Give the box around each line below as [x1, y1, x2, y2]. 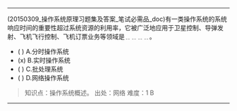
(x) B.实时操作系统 [17, 56, 71, 64]
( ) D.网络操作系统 [17, 74, 69, 81]
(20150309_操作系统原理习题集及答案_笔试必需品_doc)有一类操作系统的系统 [7, 15, 228, 23]
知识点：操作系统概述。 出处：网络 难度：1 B [24, 89, 154, 97]
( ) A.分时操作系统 [17, 47, 69, 55]
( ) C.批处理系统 [17, 65, 63, 73]
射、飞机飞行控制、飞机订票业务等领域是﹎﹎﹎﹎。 [7, 32, 156, 41]
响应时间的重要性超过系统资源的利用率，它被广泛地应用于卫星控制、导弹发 [7, 24, 224, 32]
